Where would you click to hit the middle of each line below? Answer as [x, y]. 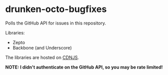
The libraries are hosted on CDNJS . [42, 57]
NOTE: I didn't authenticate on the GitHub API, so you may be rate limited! [84, 67]
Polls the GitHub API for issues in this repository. [56, 23]
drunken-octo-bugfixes [56, 9]
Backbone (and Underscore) [42, 47]
